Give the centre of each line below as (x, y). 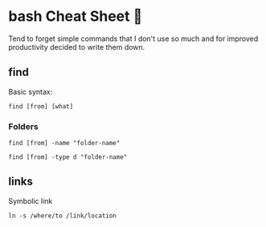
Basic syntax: (31, 91)
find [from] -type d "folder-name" (68, 157)
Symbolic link (31, 201)
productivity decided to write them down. (77, 47)
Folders (23, 126)
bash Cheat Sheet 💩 (76, 16)
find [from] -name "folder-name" (64, 144)
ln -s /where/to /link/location (62, 216)
